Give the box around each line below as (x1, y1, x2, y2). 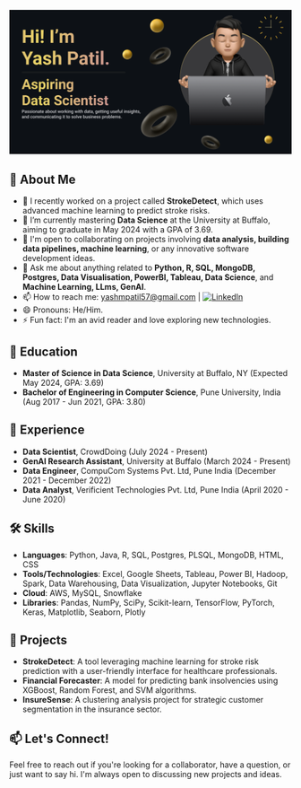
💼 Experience (9, 423, 85, 438)
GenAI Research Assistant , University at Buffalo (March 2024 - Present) (21, 455, 291, 467)
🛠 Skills (9, 521, 56, 537)
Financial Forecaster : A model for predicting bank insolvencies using (21, 675, 279, 687)
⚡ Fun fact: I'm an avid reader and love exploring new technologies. (21, 315, 271, 326)
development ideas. (21, 253, 96, 264)
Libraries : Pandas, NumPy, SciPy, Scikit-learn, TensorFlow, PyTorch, (21, 597, 275, 608)
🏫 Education (9, 344, 78, 359)
